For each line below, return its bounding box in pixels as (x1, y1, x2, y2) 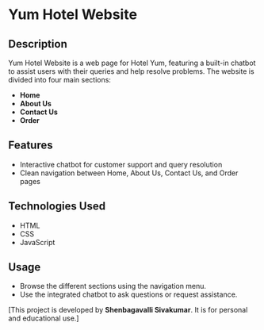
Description (8, 37, 67, 51)
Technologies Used (8, 200, 105, 213)
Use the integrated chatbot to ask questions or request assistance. (19, 290, 238, 299)
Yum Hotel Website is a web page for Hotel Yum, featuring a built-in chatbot (8, 58, 256, 67)
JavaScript (19, 237, 55, 247)
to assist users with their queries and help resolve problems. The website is (8, 67, 255, 76)
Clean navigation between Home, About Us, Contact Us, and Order (19, 168, 239, 178)
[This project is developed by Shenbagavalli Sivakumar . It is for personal (8, 305, 248, 315)
